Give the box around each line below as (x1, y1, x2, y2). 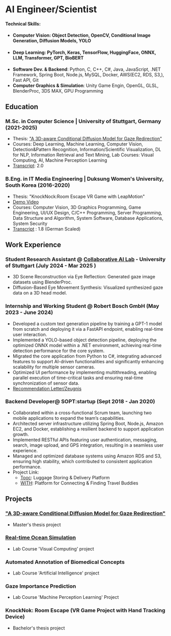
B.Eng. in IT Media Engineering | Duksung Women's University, (5, 176, 164, 183)
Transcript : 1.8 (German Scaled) (12, 225, 81, 232)
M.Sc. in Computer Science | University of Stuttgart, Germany (5, 118, 161, 125)
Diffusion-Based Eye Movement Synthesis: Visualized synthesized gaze (12, 284, 163, 291)
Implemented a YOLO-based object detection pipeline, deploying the (12, 337, 157, 343)
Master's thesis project (12, 522, 61, 528)
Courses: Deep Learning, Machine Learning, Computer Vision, (12, 141, 144, 147)
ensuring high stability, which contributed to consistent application (12, 458, 153, 464)
